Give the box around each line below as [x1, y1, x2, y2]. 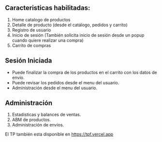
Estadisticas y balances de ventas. [12, 111, 81, 118]
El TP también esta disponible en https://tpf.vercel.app [5, 131, 114, 137]
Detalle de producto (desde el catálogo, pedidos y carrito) [12, 22, 128, 28]
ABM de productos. [12, 117, 51, 123]
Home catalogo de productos [12, 16, 71, 22]
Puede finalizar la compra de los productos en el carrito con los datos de [12, 69, 157, 75]
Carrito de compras [12, 42, 51, 48]
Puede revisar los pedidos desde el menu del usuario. [12, 79, 119, 85]
